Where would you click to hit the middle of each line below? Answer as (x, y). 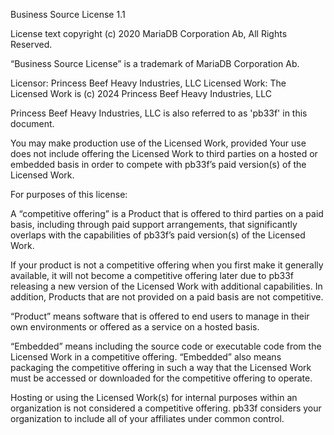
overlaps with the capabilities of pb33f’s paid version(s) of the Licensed (158, 235)
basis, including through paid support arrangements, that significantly (154, 224)
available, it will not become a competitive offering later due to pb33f (152, 275)
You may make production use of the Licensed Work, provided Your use (158, 143)
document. (32, 123)
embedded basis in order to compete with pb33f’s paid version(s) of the (158, 164)
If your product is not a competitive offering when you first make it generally (167, 265)
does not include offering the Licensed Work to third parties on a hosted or (164, 153)
